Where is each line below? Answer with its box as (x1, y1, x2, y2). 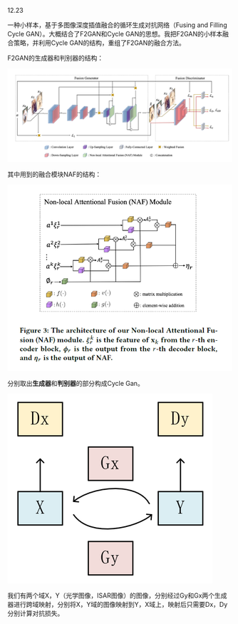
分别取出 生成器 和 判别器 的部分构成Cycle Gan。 (7, 379, 144, 387)
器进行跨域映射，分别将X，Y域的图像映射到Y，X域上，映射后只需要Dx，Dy (7, 600, 228, 608)
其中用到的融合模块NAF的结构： (7, 170, 102, 178)
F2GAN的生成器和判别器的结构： (7, 53, 104, 62)
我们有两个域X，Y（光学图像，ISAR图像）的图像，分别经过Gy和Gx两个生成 (7, 591, 227, 600)
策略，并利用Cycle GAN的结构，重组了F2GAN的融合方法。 (13, 39, 185, 47)
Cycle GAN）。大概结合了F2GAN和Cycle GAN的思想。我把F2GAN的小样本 (7, 30, 223, 38)
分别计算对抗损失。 (7, 609, 64, 618)
